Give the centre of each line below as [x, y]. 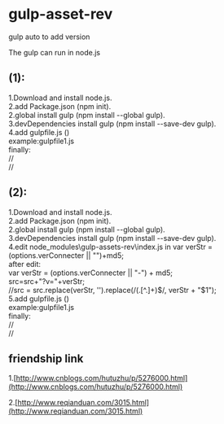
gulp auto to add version [49, 37]
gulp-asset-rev [61, 14]
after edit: [25, 264]
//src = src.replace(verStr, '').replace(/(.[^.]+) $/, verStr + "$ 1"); [113, 290]
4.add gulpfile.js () [39, 132]
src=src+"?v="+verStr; [47, 281]
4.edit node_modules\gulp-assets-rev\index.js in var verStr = [111, 247]
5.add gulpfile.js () [39, 299]
